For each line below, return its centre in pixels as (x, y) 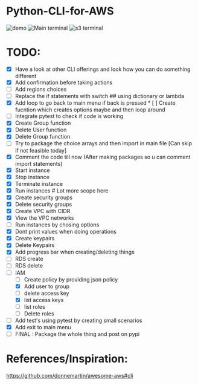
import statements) (39, 163)
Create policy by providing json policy (71, 279)
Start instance (32, 170)
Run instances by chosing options (57, 225)
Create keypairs (35, 239)
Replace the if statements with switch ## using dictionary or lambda (100, 96)
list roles (34, 306)
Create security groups (44, 197)
